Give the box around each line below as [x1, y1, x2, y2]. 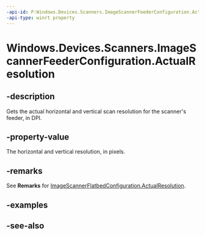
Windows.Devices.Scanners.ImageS [6, 41, 196, 55]
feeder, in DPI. [6, 114, 42, 121]
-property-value [6, 132, 70, 142]
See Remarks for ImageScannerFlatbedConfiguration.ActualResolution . [6, 182, 186, 190]
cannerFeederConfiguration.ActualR [6, 54, 196, 68]
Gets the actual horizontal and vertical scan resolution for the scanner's [6, 108, 187, 115]
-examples [6, 200, 48, 210]
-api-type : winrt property [6, 15, 75, 21]
